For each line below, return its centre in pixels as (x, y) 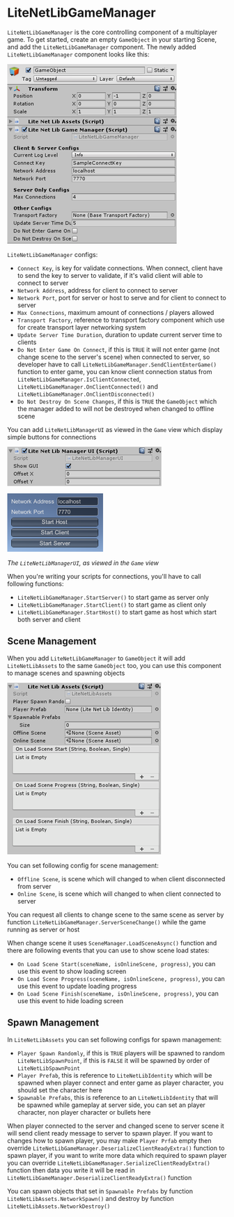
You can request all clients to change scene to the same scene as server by (116, 915)
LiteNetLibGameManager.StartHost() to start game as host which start (117, 612)
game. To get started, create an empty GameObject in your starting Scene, (112, 39)
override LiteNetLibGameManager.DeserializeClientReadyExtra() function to (116, 1148)
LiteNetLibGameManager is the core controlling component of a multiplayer (112, 32)
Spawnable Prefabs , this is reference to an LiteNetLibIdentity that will (117, 1097)
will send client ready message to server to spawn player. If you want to (110, 1133)
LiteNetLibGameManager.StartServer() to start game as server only (113, 597)
